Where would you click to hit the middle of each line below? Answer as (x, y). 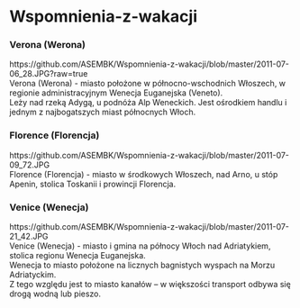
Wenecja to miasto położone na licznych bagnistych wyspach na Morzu (142, 265)
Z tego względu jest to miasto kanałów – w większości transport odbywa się (150, 285)
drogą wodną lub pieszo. (55, 294)
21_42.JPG (29, 237)
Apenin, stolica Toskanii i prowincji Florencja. (93, 184)
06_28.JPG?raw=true (49, 74)
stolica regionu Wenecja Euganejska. (77, 256)
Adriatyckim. (33, 275)
